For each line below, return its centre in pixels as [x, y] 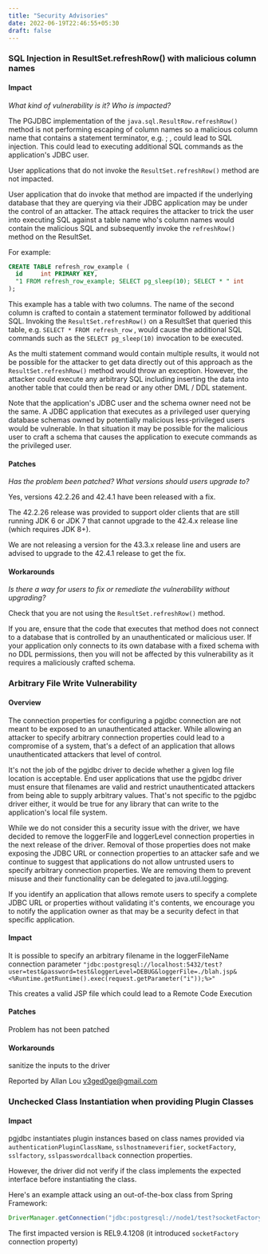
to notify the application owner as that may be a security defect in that [124, 911]
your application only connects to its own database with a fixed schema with [134, 646]
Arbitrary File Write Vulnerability [73, 684]
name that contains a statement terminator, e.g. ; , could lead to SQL [120, 137]
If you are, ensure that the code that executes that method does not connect [134, 629]
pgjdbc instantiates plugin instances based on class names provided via [126, 1138]
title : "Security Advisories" [59, 16]
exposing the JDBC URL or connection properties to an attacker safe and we [134, 853]
